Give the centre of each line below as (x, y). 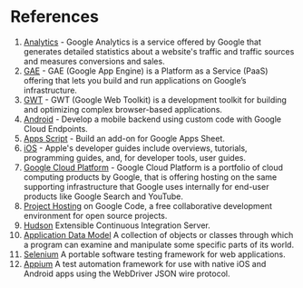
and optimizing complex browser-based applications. (123, 109)
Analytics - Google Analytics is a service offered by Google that (142, 42)
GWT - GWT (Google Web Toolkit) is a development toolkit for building (155, 99)
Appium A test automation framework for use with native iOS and (145, 263)
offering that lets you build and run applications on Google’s (135, 80)
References (54, 17)
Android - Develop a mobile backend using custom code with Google (152, 119)
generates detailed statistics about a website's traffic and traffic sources (159, 51)
